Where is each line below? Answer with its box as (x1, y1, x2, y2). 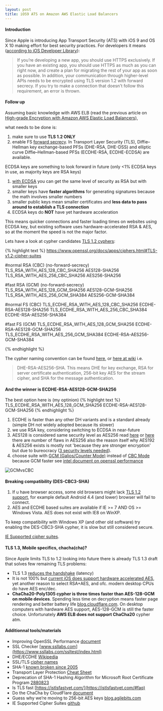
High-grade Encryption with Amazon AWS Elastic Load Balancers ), (5, 115, 138, 121)
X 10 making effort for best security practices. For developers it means (5, 42, 147, 48)
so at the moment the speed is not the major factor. (5, 229, 108, 235)
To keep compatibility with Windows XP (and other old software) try (5, 519, 141, 525)
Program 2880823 (12, 679, 49, 685)
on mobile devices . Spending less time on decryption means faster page (12, 596, 158, 601)
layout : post (5, 7, 32, 12)
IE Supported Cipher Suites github (12, 700, 81, 706)
